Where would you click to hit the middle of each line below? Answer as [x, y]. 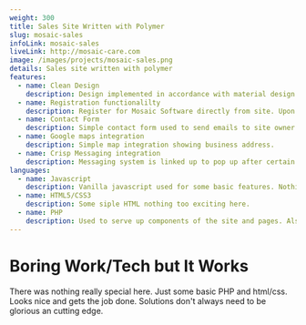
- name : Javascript [55, 178]
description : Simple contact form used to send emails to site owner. [163, 128]
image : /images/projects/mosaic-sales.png [91, 60]
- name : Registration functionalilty [89, 102]
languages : [30, 170]
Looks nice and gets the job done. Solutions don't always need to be [138, 300]
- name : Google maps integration [81, 137]
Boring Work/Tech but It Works [129, 266]
